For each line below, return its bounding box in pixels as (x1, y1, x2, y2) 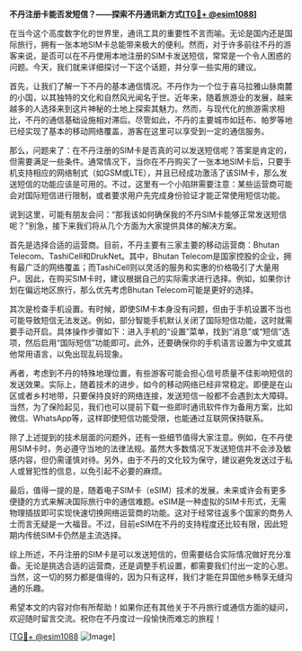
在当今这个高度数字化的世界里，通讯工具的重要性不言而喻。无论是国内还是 (9, 28, 285, 39)
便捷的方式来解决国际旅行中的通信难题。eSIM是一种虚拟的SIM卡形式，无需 (9, 496, 287, 507)
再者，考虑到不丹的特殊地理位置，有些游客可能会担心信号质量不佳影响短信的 (9, 368, 293, 378)
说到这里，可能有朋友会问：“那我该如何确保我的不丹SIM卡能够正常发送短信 (9, 209, 288, 220)
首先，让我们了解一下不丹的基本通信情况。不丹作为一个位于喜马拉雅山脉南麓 (9, 81, 293, 91)
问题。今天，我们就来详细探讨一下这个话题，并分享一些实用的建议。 (9, 62, 262, 72)
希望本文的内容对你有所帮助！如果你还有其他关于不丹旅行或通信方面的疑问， (9, 602, 293, 612)
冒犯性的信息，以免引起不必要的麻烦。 (24, 466, 167, 476)
